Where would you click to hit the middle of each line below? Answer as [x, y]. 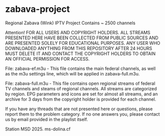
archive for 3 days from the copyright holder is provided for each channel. [81, 99]
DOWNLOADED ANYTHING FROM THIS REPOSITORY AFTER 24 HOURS [79, 48]
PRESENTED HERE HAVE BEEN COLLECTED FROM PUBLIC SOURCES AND [82, 38]
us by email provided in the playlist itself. [47, 119]
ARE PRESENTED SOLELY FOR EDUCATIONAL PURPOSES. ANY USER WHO [83, 43]
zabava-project [38, 9]
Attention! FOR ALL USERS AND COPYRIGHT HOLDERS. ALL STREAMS [78, 32]
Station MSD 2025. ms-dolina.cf [38, 129]
